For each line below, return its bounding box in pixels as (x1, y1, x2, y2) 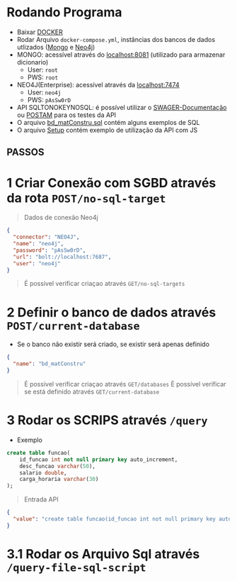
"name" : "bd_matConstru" (13, 360, 86, 367)
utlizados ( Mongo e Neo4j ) (16, 43, 96, 51)
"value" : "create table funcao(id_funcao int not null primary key (13, 516, 216, 523)
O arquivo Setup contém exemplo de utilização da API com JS (16, 126, 198, 134)
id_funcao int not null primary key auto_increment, (19, 455, 178, 463)
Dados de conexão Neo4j (23, 214, 98, 222)
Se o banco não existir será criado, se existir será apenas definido (16, 340, 210, 348)
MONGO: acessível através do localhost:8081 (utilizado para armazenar (16, 50, 226, 59)
